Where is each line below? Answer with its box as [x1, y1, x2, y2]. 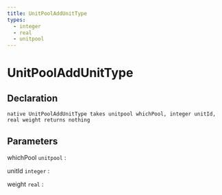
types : [7, 16, 26, 23]
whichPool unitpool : [7, 153, 66, 161]
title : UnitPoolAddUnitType [7, 10, 88, 17]
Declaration [7, 92, 58, 104]
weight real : [7, 180, 44, 188]
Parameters [7, 135, 58, 147]
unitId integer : [7, 166, 50, 175]
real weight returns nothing [7, 117, 90, 124]
